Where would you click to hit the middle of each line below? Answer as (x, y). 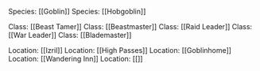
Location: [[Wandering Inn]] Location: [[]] (76, 59)
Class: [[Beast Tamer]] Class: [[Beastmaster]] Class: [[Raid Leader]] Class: (130, 26)
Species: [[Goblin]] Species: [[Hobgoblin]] (77, 11)
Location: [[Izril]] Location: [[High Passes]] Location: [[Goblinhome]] (120, 50)
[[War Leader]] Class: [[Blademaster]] (70, 35)
